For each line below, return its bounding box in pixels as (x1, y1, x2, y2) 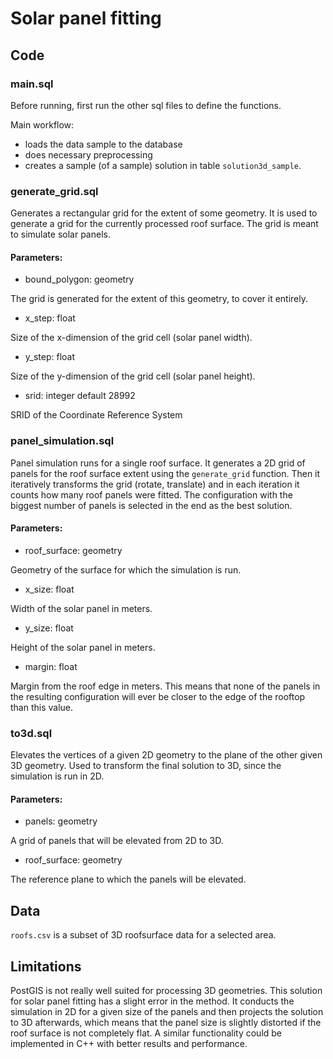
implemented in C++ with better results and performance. (10, 1038, 248, 1049)
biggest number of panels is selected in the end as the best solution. (10, 499, 293, 511)
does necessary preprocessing (24, 148, 153, 161)
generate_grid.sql (10, 184, 99, 198)
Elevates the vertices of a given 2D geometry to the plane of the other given (10, 749, 323, 761)
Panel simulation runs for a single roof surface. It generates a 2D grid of (10, 457, 306, 469)
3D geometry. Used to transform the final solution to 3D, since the (10, 760, 282, 772)
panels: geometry (24, 815, 98, 827)
